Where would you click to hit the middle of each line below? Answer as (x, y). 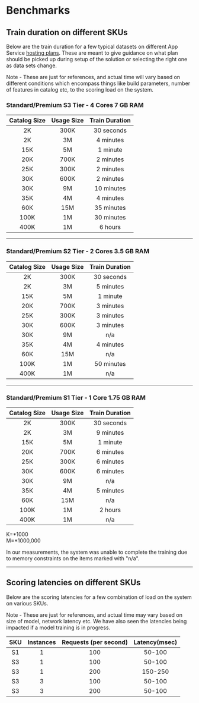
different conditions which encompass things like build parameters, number (98, 83)
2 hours (110, 510)
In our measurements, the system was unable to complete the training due (97, 552)
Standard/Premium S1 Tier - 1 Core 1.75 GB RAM (76, 397)
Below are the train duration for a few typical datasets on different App (92, 46)
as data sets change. (32, 65)
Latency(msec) (155, 642)
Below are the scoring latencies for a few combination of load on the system (99, 597)
